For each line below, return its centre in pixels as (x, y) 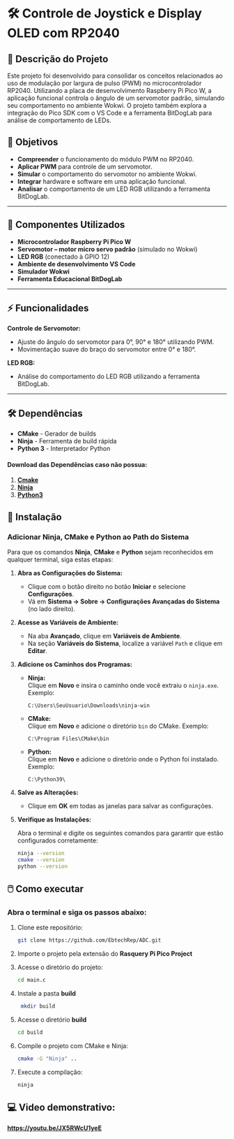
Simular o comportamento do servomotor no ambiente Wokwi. (107, 174)
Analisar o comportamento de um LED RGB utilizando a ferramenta (114, 189)
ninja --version (41, 854)
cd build (30, 1033)
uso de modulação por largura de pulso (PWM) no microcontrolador (104, 83)
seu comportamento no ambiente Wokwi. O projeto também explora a (107, 105)
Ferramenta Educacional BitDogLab (70, 279)
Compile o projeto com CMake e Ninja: (73, 1045)
